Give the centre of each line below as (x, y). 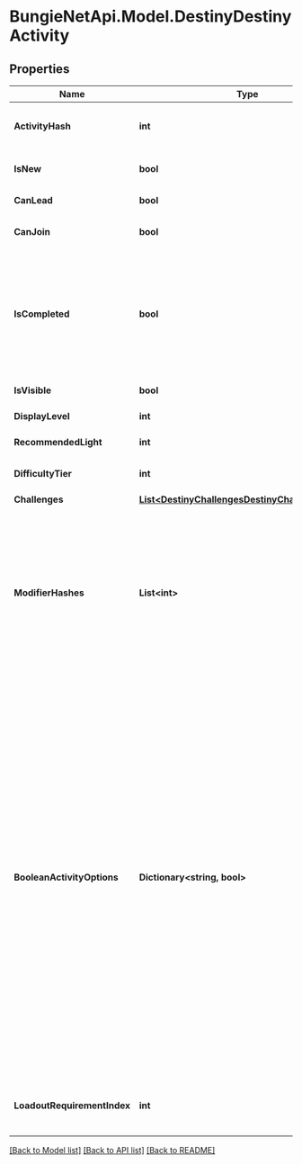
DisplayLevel (42, 416)
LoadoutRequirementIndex (72, 1106)
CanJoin (32, 232)
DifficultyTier (43, 474)
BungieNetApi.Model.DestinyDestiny (151, 17)
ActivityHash (43, 126)
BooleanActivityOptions (66, 877)
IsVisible (33, 390)
